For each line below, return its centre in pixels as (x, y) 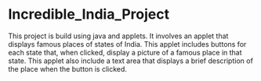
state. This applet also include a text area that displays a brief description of (130, 61)
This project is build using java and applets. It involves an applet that (118, 36)
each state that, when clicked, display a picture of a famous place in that (125, 52)
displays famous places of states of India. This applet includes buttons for (127, 44)
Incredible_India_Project (89, 14)
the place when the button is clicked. (68, 69)
